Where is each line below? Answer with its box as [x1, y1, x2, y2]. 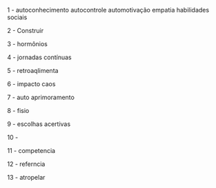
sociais [7, 13, 28, 21]
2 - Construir [7, 27, 43, 34]
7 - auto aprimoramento [7, 93, 75, 101]
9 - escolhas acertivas [7, 120, 71, 128]
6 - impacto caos [7, 80, 56, 88]
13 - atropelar [7, 174, 46, 181]
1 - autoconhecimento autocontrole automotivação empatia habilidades [7, 6, 209, 14]
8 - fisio [7, 107, 30, 114]
